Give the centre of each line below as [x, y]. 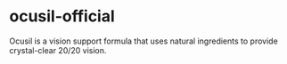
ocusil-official [62, 16]
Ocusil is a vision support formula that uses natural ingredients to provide [143, 41]
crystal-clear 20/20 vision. [58, 50]
